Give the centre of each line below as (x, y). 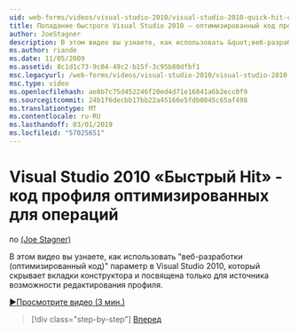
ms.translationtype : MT (53, 108)
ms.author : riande (43, 51)
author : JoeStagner (45, 34)
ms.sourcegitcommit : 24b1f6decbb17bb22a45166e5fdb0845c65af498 (129, 100)
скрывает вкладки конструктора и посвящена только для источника (139, 275)
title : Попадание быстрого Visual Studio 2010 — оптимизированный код (142, 26)
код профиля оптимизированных (139, 196)
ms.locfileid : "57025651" (57, 133)
